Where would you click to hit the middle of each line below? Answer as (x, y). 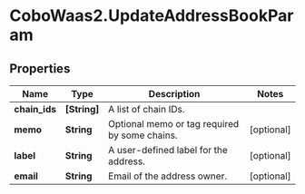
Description (174, 94)
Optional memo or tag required (174, 124)
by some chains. (143, 135)
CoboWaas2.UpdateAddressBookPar (152, 16)
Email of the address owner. (168, 176)
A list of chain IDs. (147, 109)
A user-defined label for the (168, 150)
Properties (40, 68)
